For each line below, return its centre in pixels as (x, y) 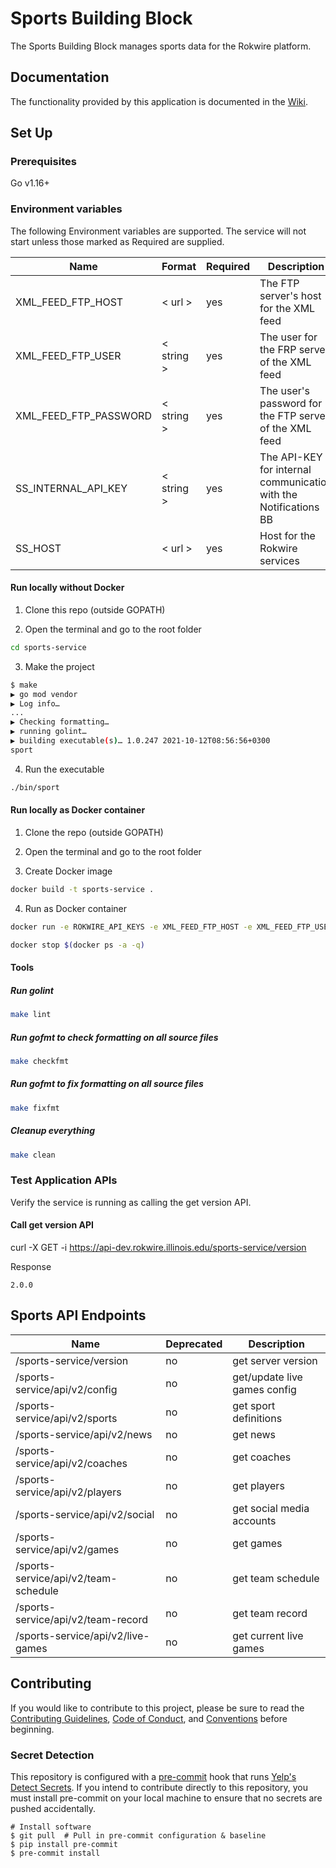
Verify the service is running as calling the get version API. (131, 1202)
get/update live (267, 1377)
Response (31, 1266)
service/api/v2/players (68, 1492)
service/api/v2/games (67, 1549)
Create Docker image (68, 871)
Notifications (289, 507)
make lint (31, 1015)
